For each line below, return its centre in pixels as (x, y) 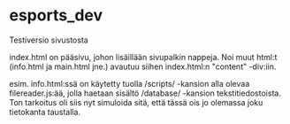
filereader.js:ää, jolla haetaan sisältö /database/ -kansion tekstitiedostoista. (145, 93)
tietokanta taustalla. (45, 112)
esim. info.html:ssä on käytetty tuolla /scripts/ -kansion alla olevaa (130, 83)
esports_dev (56, 15)
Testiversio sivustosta (49, 40)
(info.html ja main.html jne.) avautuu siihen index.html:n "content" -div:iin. (143, 66)
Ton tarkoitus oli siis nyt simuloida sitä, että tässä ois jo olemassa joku (136, 102)
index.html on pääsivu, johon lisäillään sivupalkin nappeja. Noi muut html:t (143, 57)
